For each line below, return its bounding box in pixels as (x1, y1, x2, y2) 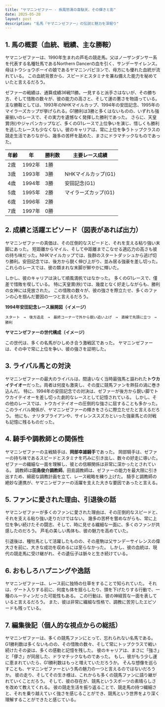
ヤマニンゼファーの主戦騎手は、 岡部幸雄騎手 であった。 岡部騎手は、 (5, 449, 144, 455)
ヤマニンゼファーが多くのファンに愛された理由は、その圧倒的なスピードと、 (5, 509, 161, 515)
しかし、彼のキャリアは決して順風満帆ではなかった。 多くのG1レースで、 (5, 275, 154, 281)
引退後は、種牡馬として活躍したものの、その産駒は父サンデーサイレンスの (5, 538, 156, 544)
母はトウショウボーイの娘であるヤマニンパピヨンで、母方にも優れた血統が (5, 67, 156, 73)
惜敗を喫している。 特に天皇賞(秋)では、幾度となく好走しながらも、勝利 (13, 281, 160, 287)
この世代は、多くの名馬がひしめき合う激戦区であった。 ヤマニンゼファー (5, 340, 153, 346)
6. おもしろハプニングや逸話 (5, 566, 91, 575)
